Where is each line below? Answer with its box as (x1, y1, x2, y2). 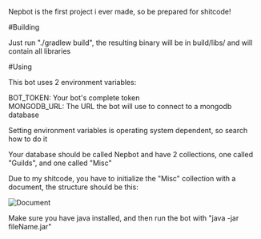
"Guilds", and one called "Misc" (8, 158, 112, 168)
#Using (8, 62, 32, 71)
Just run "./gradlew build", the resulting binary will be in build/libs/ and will (8, 38, 253, 47)
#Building (8, 22, 40, 31)
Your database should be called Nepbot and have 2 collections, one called (8, 150, 254, 159)
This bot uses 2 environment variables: (8, 78, 137, 87)
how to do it (8, 134, 48, 144)
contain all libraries (8, 47, 71, 55)
